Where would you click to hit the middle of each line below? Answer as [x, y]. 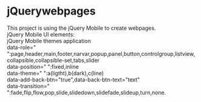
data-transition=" [28, 86]
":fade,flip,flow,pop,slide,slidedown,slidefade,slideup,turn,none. [86, 92]
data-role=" [21, 47]
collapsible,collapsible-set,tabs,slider [53, 60]
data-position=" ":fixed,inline [43, 66]
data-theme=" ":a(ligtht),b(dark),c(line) [55, 73]
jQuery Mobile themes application [49, 41]
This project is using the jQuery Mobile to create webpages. [81, 28]
